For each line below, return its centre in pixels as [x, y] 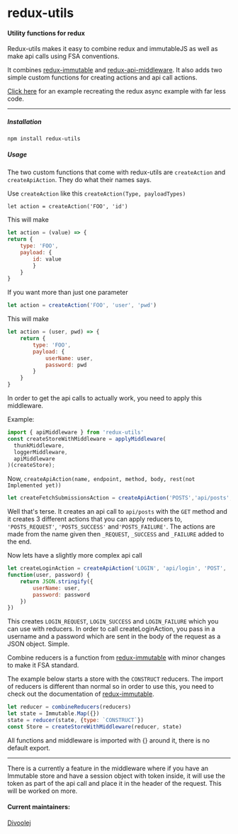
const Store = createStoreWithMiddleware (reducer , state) [95, 727]
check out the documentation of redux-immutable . [81, 694]
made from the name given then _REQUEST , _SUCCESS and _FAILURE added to [116, 534]
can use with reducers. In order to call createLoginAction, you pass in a [111, 629]
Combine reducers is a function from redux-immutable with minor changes [116, 658]
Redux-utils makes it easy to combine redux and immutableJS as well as [113, 49]
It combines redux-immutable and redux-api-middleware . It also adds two [115, 70]
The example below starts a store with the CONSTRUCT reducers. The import [115, 679]
